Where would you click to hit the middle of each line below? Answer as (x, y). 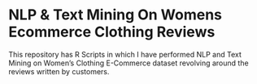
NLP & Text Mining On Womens (115, 15)
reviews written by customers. (59, 71)
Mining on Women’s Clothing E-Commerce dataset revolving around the (129, 63)
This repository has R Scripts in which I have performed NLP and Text (125, 54)
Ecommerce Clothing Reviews (112, 32)
